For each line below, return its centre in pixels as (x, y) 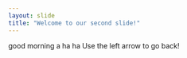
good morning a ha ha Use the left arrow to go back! (94, 45)
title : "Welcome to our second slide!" (74, 23)
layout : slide (32, 15)
